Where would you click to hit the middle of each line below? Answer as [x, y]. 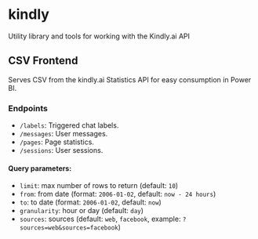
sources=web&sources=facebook [69, 228]
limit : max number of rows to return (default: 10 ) [99, 186]
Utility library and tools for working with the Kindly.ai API [99, 36]
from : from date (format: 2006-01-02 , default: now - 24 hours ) [118, 194]
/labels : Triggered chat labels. [69, 125]
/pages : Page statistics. [56, 142]
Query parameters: [40, 168]
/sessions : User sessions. [61, 150]
